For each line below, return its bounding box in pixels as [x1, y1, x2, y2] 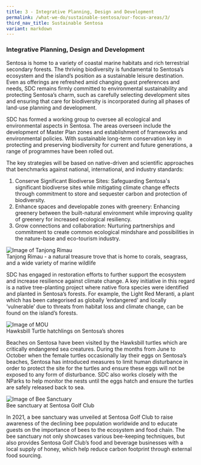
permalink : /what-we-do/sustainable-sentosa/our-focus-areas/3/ [6, 14, 170, 20]
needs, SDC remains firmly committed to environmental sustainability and [6, 85, 188, 92]
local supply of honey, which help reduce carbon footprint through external [6, 445, 192, 452]
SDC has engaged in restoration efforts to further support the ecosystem [6, 271, 187, 278]
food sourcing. [6, 452, 43, 459]
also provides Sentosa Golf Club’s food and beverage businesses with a [6, 439, 184, 446]
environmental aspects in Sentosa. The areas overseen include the [6, 122, 171, 129]
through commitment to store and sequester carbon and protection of [14, 190, 187, 197]
